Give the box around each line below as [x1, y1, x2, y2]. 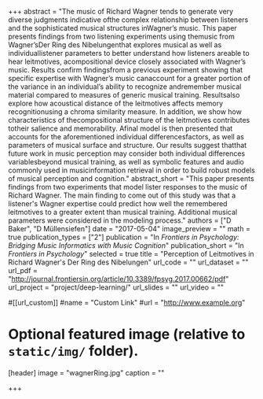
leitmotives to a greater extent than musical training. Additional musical [8, 208, 238, 216]
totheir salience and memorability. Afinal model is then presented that [8, 124, 233, 133]
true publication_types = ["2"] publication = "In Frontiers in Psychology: [8, 232, 239, 242]
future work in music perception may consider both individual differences [8, 149, 246, 158]
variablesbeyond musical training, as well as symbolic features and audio [8, 157, 245, 166]
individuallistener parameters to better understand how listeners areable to [8, 49, 250, 57]
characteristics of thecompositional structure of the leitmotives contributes [8, 116, 250, 124]
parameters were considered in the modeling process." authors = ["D [8, 216, 232, 225]
